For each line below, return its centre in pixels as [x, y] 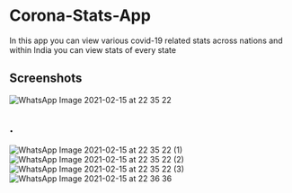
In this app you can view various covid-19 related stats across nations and [146, 40]
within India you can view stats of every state [93, 49]
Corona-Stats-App [80, 16]
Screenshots [46, 79]
